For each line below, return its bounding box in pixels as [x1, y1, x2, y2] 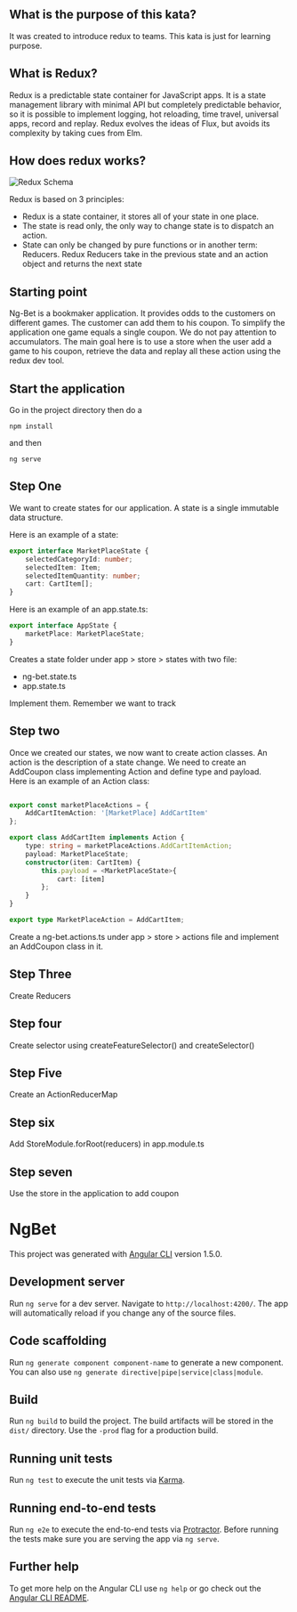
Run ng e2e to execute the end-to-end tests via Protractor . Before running [9, 1524, 279, 1535]
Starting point [9, 284, 87, 299]
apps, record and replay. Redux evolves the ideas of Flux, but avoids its [9, 117, 271, 128]
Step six [9, 1114, 55, 1130]
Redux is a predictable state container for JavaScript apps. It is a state [9, 89, 267, 101]
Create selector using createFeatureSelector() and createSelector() [9, 1040, 255, 1050]
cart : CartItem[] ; [25, 579, 93, 588]
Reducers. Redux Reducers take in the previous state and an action [21, 249, 269, 260]
